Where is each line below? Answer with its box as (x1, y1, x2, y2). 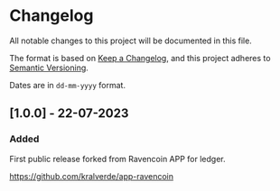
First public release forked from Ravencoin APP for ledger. (9, 153, 226, 164)
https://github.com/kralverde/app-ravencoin (9, 170, 174, 181)
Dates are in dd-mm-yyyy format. (9, 79, 126, 90)
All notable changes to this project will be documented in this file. (9, 35, 253, 46)
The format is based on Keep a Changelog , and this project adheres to (9, 52, 271, 63)
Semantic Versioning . (9, 62, 89, 73)
